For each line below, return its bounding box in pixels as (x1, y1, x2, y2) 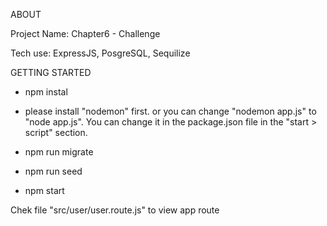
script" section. (24, 127, 88, 138)
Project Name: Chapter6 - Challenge (10, 28, 161, 39)
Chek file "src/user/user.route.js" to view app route (10, 204, 220, 216)
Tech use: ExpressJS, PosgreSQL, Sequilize (10, 47, 191, 59)
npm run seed (24, 165, 83, 177)
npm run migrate (24, 146, 94, 158)
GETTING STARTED (10, 67, 92, 78)
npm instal (24, 86, 68, 98)
